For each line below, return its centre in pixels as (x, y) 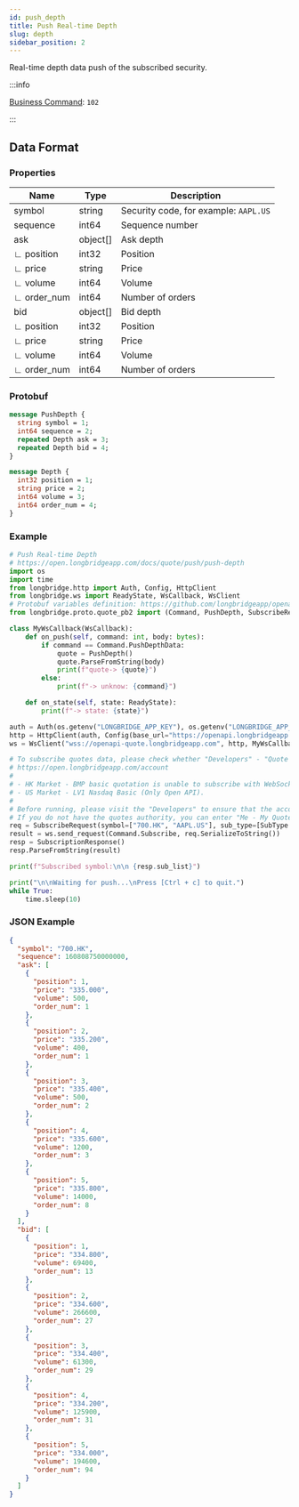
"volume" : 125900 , (67, 1412)
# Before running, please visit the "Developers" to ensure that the (141, 809)
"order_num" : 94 (63, 1470)
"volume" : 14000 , (65, 1197)
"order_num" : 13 (63, 1271)
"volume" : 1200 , (63, 1147)
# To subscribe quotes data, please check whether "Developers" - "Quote (149, 760)
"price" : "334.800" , (71, 1254)
